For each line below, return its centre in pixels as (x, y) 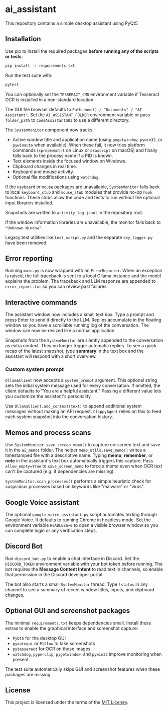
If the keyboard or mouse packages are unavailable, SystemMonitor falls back (82, 187)
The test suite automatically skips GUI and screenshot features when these (83, 669)
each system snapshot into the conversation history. (59, 417)
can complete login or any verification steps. (51, 531)
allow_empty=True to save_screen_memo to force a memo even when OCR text (84, 466)
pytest (12, 85)
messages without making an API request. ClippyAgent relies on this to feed (83, 412)
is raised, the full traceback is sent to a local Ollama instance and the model (83, 276)
